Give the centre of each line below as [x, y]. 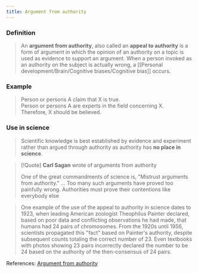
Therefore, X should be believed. [61, 112]
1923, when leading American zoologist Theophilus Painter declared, [105, 213]
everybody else [40, 195]
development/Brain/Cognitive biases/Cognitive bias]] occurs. [96, 71]
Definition [21, 32]
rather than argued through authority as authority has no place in [101, 147]
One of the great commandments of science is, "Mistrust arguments [104, 176]
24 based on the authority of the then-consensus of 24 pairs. [96, 251]
